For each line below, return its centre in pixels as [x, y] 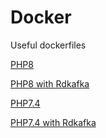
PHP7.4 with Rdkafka [53, 122]
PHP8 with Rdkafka [50, 83]
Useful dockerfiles [48, 45]
